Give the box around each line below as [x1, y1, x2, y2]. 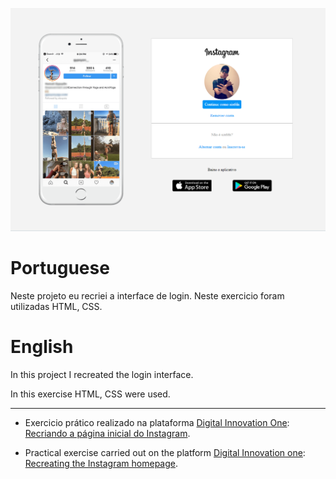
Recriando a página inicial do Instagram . [24, 427, 191, 439]
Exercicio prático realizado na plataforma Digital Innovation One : [24, 416, 290, 428]
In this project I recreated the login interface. [10, 368, 194, 380]
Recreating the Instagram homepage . [24, 457, 178, 469]
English [10, 335, 74, 358]
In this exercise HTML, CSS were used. [10, 388, 171, 400]
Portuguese [10, 257, 110, 280]
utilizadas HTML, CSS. [10, 300, 103, 312]
